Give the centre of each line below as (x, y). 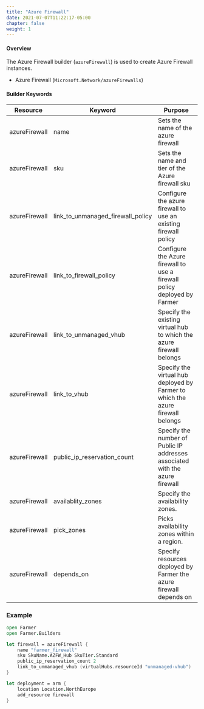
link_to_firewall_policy (84, 275)
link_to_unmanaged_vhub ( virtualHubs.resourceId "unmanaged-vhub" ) (104, 667)
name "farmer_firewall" (47, 650)
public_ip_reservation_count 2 (57, 661)
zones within (176, 534)
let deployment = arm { (36, 683)
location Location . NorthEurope (57, 689)
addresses (173, 453)
